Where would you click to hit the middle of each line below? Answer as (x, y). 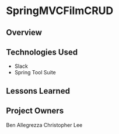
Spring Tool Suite (35, 73)
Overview (24, 32)
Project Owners (35, 111)
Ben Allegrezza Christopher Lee (44, 125)
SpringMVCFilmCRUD (60, 11)
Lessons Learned (38, 91)
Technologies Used (42, 52)
